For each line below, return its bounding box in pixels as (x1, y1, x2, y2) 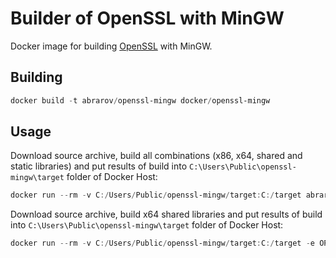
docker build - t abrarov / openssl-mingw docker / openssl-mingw (10, 95, 271, 106)
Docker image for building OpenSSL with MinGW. (10, 40, 213, 52)
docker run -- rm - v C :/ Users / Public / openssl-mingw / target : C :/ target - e (10, 238, 315, 249)
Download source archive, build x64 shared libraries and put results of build (10, 208, 323, 221)
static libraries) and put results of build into (10, 160, 188, 172)
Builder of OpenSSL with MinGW (10, 7, 285, 30)
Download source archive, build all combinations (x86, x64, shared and (10, 150, 303, 162)
